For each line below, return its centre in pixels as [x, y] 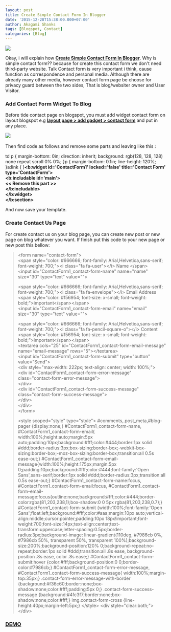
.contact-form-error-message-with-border [86, 578]
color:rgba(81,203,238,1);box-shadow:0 [59, 502]
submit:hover [32, 562]
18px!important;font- [127, 518]
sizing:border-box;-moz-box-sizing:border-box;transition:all [81, 453]
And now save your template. [36, 210]
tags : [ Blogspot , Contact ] [34, 29]
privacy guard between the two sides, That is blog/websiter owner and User [85, 85]
